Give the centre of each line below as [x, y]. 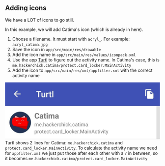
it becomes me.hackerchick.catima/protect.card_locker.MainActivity [76, 158]
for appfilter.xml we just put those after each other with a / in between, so [82, 153]
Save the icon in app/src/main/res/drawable [56, 49]
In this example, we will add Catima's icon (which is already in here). [74, 29]
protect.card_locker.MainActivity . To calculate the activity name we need [81, 148]
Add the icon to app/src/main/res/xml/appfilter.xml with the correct [82, 70]
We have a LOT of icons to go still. [40, 20]
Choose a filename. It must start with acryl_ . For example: [71, 39]
